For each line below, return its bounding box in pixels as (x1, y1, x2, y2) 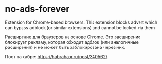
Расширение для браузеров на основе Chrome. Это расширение (5, 34, 141, 40)
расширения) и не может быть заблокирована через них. (5, 44, 126, 50)
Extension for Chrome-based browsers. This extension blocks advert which (5, 19, 158, 25)
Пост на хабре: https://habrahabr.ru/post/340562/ (5, 53, 108, 59)
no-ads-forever (5, 3, 69, 15)
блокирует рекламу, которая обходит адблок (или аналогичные (5, 39, 139, 45)
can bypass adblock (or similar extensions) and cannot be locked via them (5, 24, 155, 30)
